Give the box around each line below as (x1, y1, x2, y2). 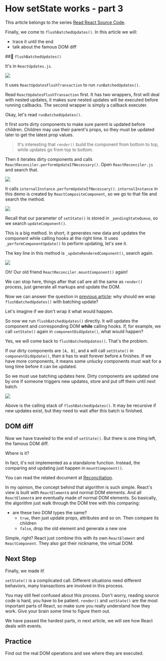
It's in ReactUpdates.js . (5, 63, 53, 69)
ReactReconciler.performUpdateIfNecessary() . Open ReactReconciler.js (5, 162, 154, 167)
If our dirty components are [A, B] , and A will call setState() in (5, 347, 134, 353)
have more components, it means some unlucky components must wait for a (5, 358, 162, 364)
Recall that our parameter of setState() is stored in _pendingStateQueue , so (5, 215, 158, 221)
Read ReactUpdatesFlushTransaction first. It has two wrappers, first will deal (5, 91, 160, 97)
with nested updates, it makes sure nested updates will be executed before (5, 97, 159, 103)
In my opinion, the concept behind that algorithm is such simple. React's (5, 484, 153, 490)
